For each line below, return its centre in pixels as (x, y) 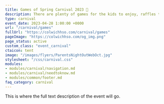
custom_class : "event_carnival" (38, 46)
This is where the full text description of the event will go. (63, 96)
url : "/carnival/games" (29, 28)
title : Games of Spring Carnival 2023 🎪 (47, 10)
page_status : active (26, 42)
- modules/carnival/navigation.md (40, 69)
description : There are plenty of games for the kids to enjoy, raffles (81, 14)
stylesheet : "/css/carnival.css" (39, 60)
